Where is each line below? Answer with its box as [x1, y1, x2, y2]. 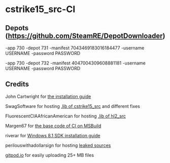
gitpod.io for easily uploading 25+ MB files [5, 152, 94, 158]
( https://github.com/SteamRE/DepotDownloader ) [5, 31, 165, 40]
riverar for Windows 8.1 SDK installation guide [5, 132, 100, 138]
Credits [5, 80, 29, 89]
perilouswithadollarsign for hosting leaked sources [5, 142, 111, 148]
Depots [5, 24, 29, 32]
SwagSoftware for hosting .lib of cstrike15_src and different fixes [5, 103, 141, 109]
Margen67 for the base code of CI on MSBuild [5, 123, 101, 129]
